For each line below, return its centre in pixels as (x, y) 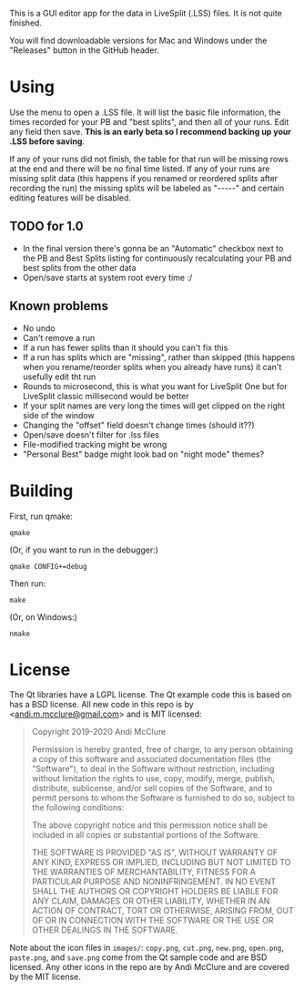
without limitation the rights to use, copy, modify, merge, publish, (153, 779)
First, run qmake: (41, 516)
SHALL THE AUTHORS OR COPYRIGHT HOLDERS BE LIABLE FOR (155, 892)
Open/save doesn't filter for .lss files (91, 434)
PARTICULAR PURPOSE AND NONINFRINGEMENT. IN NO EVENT (154, 882)
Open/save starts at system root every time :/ (107, 277)
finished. (26, 23)
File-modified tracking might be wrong (95, 444)
